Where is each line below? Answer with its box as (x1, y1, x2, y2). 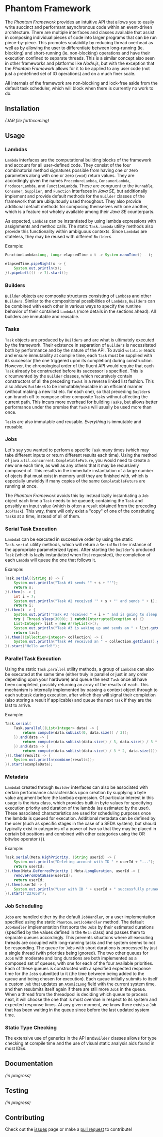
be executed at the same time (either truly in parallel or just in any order (5, 672, 148, 677)
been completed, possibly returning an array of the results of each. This (5, 682, 149, 688)
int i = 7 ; (14, 594, 36, 599)
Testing (5, 1086, 29, 1095)
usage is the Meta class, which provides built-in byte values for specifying (5, 800, 152, 806)
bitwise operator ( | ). (5, 836, 46, 842)
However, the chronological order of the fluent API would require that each (5, 363, 154, 369)
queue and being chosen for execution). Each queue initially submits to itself (5, 976, 158, 981)
